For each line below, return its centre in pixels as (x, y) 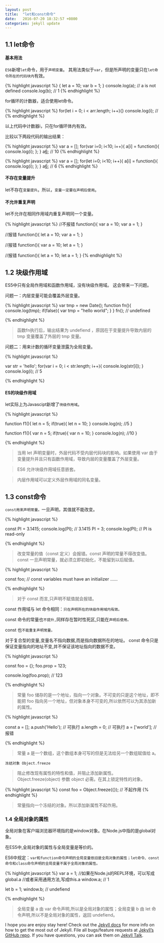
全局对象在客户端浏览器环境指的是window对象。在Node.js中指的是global (78, 831)
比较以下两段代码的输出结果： (35, 136)
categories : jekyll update (33, 23)
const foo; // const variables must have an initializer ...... (61, 579)
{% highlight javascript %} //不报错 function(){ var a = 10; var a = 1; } (74, 224)
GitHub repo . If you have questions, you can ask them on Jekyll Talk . (74, 935)
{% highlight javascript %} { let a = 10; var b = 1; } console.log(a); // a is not (81, 85)
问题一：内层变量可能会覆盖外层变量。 (44, 296)
